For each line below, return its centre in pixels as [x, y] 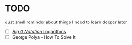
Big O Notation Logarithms [39, 31]
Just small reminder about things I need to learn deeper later [66, 22]
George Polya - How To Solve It [44, 37]
